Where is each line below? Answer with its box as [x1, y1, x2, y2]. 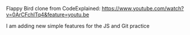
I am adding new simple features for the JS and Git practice [6, 23, 150, 29]
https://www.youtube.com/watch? [101, 5, 184, 12]
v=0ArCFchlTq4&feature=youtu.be [6, 11, 90, 18]
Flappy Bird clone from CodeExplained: [6, 5, 101, 12]
